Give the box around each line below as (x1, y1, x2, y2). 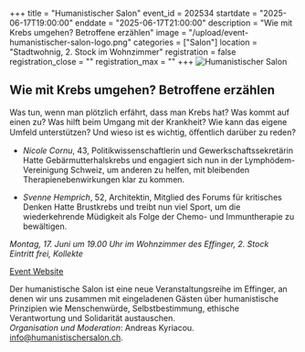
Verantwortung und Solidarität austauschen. (9, 312, 175, 323)
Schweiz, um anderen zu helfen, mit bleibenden (69, 164, 249, 175)
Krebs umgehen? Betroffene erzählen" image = (9, 27, 187, 37)
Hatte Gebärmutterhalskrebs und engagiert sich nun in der (22, 154, 244, 165)
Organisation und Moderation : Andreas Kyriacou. (9, 322, 195, 333)
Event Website (9, 265, 64, 276)
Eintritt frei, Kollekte (9, 248, 84, 259)
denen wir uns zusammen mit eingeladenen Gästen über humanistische (9, 293, 279, 304)
